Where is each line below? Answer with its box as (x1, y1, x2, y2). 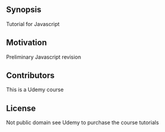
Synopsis (6, 5, 41, 15)
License (6, 103, 36, 113)
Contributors (6, 70, 55, 81)
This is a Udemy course (6, 86, 64, 94)
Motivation (6, 38, 47, 48)
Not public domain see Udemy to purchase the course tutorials (6, 119, 159, 126)
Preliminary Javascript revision (6, 53, 82, 60)
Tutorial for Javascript (6, 20, 60, 27)
